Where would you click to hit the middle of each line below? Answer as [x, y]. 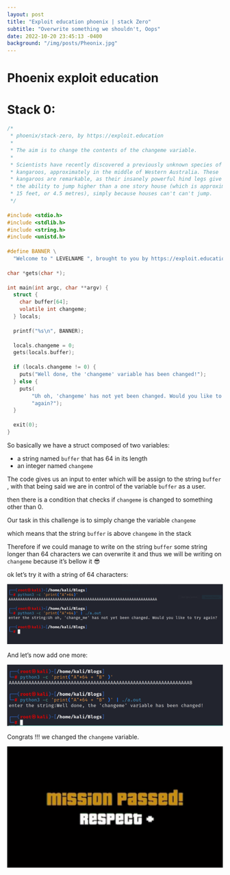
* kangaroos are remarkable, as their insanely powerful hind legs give [116, 179]
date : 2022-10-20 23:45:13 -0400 [55, 36]
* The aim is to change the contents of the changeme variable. [103, 150]
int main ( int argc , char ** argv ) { [58, 288]
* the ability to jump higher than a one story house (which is [103, 186]
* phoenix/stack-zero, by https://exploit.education [87, 136]
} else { [26, 381]
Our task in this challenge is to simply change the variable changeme [102, 520]
